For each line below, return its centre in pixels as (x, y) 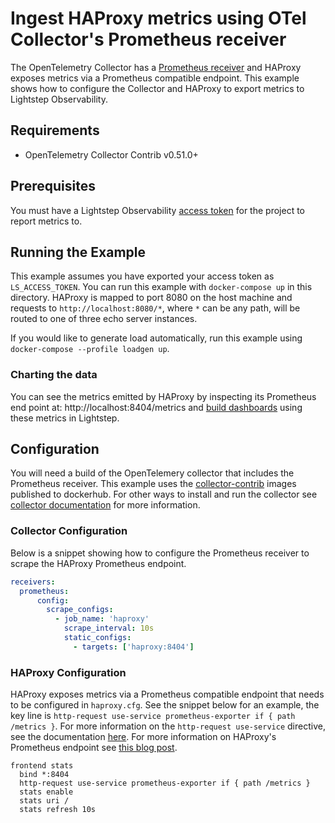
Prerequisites (53, 186)
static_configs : (97, 638)
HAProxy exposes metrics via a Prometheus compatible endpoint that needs (167, 694)
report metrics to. (46, 221)
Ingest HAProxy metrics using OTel (158, 18)
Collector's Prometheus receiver (148, 39)
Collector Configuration (69, 531)
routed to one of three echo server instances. (104, 319)
